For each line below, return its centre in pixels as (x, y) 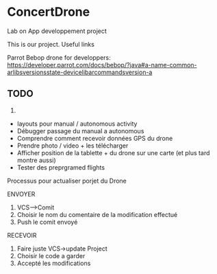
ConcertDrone (49, 12)
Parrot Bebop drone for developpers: (59, 57)
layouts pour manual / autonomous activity (77, 124)
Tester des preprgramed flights (61, 167)
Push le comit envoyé (47, 222)
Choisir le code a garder (51, 255)
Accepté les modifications (54, 263)
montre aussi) (36, 160)
